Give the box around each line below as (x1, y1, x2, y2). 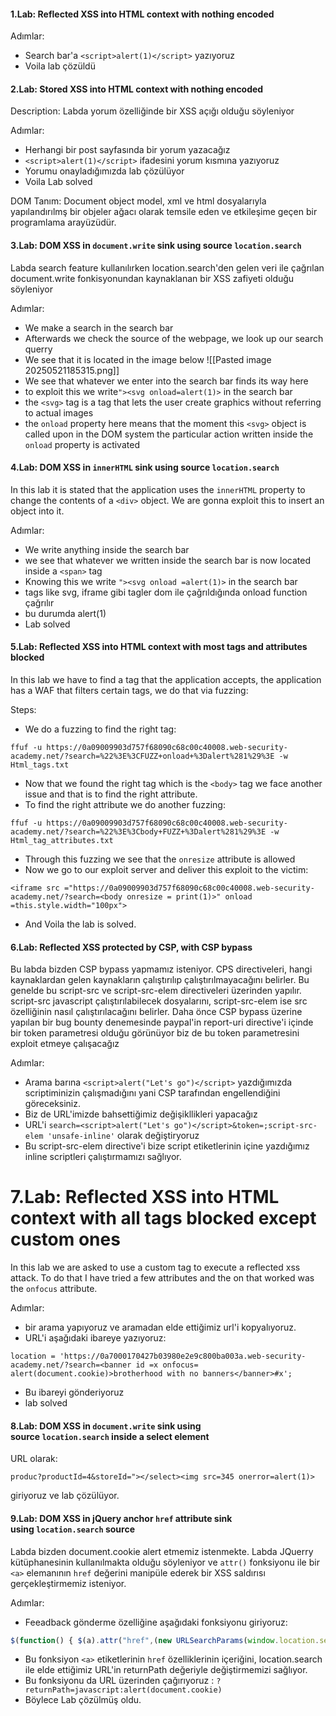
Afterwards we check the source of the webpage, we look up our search (24, 332, 324, 344)
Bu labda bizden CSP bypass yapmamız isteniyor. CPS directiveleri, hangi (10, 963, 313, 975)
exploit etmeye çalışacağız (10, 1038, 120, 1050)
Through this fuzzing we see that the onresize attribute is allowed (24, 853, 296, 865)
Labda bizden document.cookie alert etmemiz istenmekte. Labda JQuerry (10, 1545, 314, 1557)
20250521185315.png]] (24, 364, 120, 376)
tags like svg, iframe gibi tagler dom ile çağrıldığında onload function (24, 586, 308, 598)
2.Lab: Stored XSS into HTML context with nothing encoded (10, 83, 264, 95)
